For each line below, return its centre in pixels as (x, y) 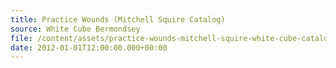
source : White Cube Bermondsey (75, 29)
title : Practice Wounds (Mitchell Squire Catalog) (118, 19)
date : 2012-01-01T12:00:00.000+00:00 (89, 47)
